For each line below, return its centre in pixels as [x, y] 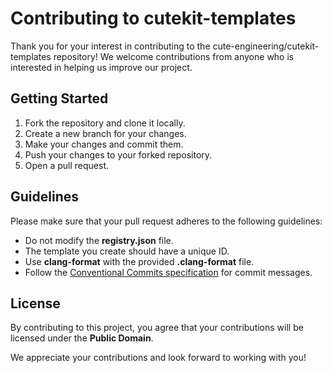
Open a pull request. [67, 165]
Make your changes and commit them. [104, 144]
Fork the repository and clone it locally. [105, 123]
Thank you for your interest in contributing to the [110, 46]
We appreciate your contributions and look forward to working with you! [158, 358]
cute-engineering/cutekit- [266, 46]
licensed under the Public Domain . [82, 338]
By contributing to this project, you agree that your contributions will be [157, 328]
